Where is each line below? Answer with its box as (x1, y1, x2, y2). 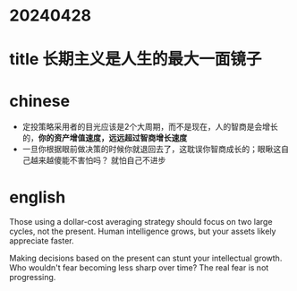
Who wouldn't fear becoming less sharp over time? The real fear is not (9, 262, 269, 273)
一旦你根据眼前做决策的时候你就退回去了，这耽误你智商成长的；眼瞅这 (21, 144, 282, 155)
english (9, 187, 66, 207)
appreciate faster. (9, 235, 74, 246)
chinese (9, 90, 70, 111)
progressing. (9, 272, 56, 283)
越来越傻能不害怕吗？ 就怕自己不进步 (30, 155, 166, 166)
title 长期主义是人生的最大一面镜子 (9, 49, 262, 70)
